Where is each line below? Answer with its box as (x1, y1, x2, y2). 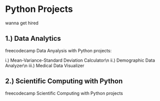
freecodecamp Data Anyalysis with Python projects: (5, 47, 112, 53)
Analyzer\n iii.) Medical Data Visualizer (5, 62, 85, 68)
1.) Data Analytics (5, 34, 61, 43)
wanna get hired (5, 20, 39, 26)
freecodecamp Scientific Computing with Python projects (5, 90, 123, 96)
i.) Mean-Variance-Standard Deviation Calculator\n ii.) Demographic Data (5, 57, 156, 63)
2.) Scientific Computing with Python (5, 77, 123, 86)
